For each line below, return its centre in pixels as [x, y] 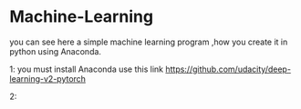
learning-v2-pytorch [48, 78]
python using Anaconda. [56, 51]
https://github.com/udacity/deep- [228, 69]
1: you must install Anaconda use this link [87, 69]
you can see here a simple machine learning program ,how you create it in [149, 42]
